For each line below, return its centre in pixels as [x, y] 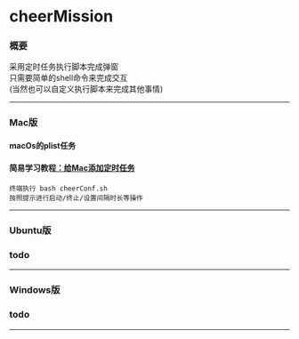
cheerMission [61, 16]
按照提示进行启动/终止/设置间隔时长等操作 [77, 198]
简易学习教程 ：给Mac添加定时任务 [72, 167]
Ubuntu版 [30, 230]
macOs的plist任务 [43, 145]
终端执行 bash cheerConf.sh [59, 189]
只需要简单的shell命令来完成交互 [69, 78]
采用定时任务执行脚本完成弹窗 [64, 67]
